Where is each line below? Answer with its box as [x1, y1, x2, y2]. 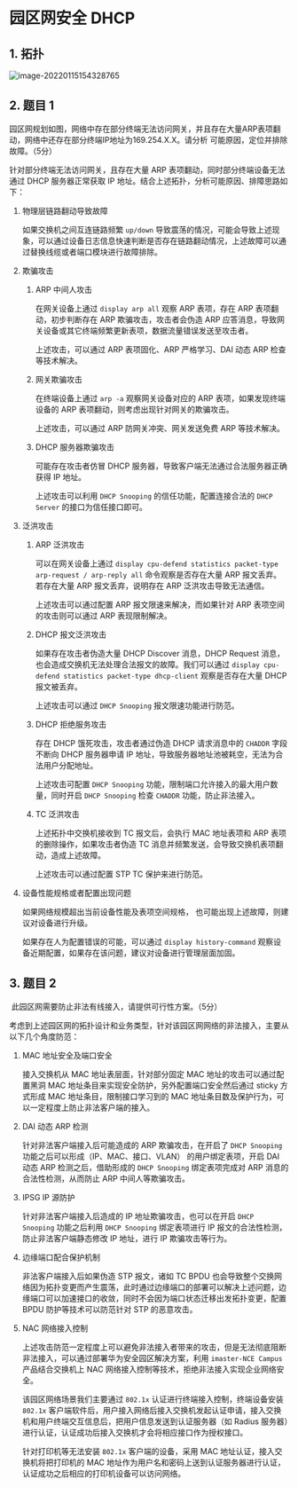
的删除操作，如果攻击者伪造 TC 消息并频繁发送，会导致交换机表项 [35, 838, 277, 849]
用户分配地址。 [43, 759, 98, 770]
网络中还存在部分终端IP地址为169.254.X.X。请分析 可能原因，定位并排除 [24, 134, 288, 145]
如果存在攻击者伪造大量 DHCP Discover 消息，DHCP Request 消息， [35, 648, 286, 658]
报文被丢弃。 [35, 681, 82, 692]
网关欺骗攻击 [35, 374, 82, 384]
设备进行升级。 [37, 917, 93, 928]
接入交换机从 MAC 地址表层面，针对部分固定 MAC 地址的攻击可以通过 [21, 1068, 277, 1079]
